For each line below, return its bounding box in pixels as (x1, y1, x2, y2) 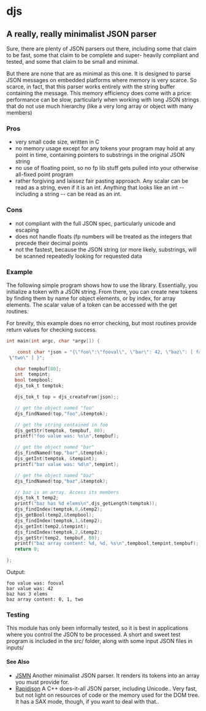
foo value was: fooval (6, 580, 64, 586)
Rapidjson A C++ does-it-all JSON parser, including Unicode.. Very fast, (15, 685, 197, 692)
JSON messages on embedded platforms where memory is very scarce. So (6, 77, 197, 83)
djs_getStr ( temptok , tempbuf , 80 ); (14, 428, 105, 434)
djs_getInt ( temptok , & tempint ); (14, 456, 97, 462)
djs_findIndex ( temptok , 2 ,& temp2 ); (14, 529, 103, 535)
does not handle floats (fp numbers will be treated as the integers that (15, 233, 192, 240)
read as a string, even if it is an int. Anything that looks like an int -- (15, 184, 185, 191)
